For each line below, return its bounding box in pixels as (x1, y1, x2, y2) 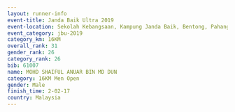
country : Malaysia (7, 95, 61, 102)
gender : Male (7, 81, 45, 88)
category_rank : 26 (7, 56, 61, 63)
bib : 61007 (7, 62, 39, 69)
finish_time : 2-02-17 (7, 88, 71, 95)
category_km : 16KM (7, 36, 61, 43)
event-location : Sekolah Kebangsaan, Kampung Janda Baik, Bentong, (7, 23, 208, 30)
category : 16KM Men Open (7, 74, 80, 82)
